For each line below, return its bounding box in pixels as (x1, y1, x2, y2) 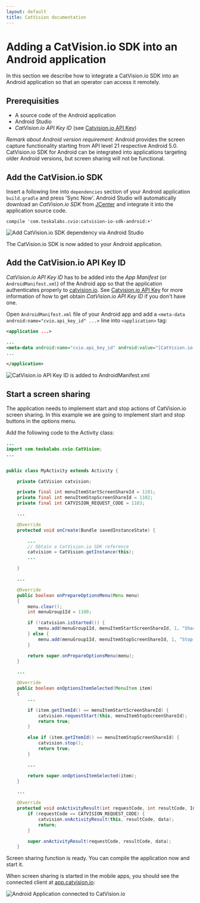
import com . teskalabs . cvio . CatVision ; (6, 446, 102, 452)
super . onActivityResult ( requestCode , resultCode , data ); (27, 838, 171, 844)
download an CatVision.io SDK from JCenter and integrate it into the (6, 201, 174, 208)
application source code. (6, 207, 67, 215)
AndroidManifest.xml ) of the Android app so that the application (6, 280, 162, 287)
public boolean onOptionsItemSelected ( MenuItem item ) (17, 685, 153, 691)
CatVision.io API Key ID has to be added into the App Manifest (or (6, 274, 167, 281)
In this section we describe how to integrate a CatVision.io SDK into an (6, 72, 179, 79)
